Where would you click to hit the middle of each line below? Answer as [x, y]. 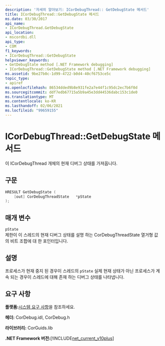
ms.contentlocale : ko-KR [31, 102]
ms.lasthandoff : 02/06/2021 [34, 106]
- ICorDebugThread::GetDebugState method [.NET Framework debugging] [78, 69]
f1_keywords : [18, 51]
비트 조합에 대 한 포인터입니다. [39, 241]
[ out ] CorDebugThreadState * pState [53, 197]
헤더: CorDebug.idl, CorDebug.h [37, 317]
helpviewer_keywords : [27, 60]
